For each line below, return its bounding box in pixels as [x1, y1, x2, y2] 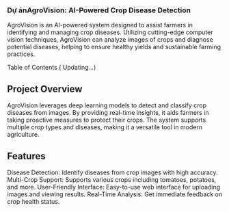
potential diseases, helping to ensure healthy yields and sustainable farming [7, 43, 221, 51]
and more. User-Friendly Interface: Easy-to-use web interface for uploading [7, 183, 221, 191]
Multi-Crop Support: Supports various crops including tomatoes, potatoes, [7, 175, 217, 183]
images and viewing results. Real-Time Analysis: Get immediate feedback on [7, 190, 223, 198]
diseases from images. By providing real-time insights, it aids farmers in [7, 109, 210, 117]
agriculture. [7, 131, 40, 139]
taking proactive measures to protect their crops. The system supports [7, 116, 206, 124]
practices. [7, 50, 36, 58]
